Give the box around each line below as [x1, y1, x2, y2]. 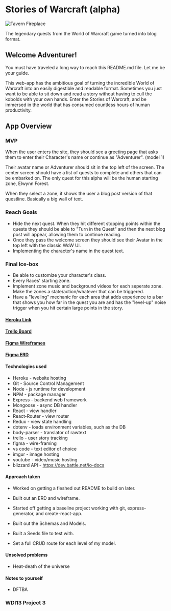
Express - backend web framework [12, 396, 87, 403]
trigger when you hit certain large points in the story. [12, 305, 124, 311]
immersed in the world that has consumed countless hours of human [5, 101, 150, 108]
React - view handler [12, 408, 57, 414]
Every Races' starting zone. [12, 278, 71, 284]
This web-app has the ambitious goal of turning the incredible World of [5, 79, 155, 86]
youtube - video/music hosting [12, 456, 78, 462]
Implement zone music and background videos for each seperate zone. [12, 283, 163, 289]
